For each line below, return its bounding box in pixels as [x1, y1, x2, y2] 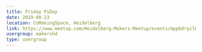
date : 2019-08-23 [6, 14, 50, 20]
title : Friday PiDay [6, 8, 58, 15]
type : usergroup [6, 36, 47, 42]
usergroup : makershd [6, 31, 58, 37]
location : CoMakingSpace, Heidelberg [6, 20, 101, 26]
